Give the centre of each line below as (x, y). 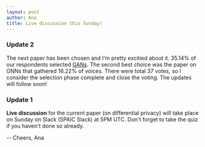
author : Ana (21, 18)
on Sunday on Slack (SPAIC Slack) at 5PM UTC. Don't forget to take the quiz (102, 119)
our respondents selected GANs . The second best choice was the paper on (102, 64)
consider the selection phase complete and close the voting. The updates (99, 77)
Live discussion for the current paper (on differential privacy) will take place (102, 113)
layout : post (23, 12)
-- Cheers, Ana (25, 137)
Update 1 (20, 99)
